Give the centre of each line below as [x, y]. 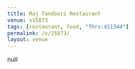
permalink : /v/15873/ [39, 33]
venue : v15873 [28, 20]
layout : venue [28, 40]
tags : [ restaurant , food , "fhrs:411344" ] [68, 26]
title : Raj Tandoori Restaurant [54, 14]
